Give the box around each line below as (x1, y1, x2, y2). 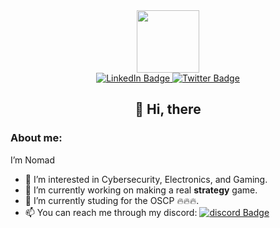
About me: (10, 131, 63, 145)
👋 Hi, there (134, 101, 202, 118)
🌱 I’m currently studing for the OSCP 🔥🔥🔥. (24, 194, 200, 206)
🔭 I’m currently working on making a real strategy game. (24, 184, 258, 196)
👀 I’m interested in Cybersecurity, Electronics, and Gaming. (24, 173, 268, 185)
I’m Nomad (10, 154, 55, 166)
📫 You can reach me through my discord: (24, 206, 198, 218)
